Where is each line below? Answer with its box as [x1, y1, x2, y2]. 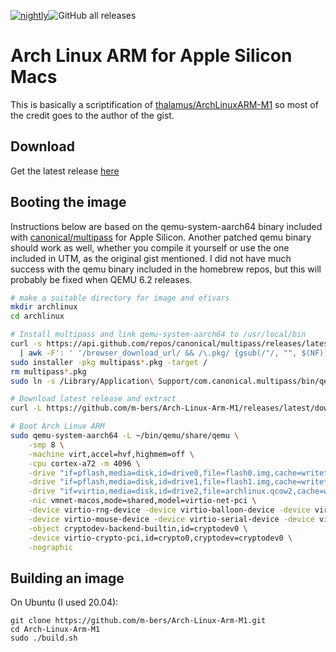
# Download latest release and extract [10, 394, 177, 404]
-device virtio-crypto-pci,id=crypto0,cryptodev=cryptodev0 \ [28, 533, 293, 543]
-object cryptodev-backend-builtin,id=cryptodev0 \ [28, 523, 248, 534]
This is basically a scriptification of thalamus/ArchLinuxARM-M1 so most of [10, 98, 319, 110]
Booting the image [10, 194, 127, 211]
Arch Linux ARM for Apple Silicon [10, 45, 293, 67]
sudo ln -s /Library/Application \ [10, 376, 155, 386]
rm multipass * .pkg [10, 366, 87, 377]
